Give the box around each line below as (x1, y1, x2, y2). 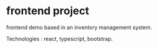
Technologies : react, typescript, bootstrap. (6, 35, 113, 42)
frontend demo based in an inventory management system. (6, 24, 153, 31)
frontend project (6, 4, 90, 18)
